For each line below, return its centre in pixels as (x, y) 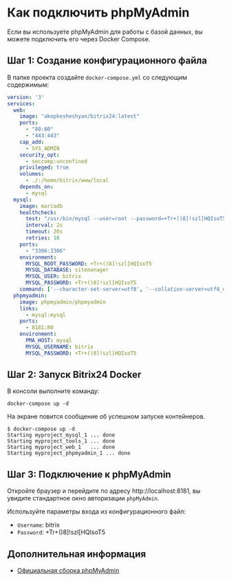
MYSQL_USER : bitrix (53, 277)
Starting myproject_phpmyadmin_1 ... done (69, 453)
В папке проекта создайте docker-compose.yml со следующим (97, 77)
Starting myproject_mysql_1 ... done (61, 435)
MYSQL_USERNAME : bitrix (59, 347)
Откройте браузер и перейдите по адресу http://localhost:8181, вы (104, 491)
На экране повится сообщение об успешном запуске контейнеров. (106, 416)
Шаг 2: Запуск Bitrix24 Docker (74, 375)
